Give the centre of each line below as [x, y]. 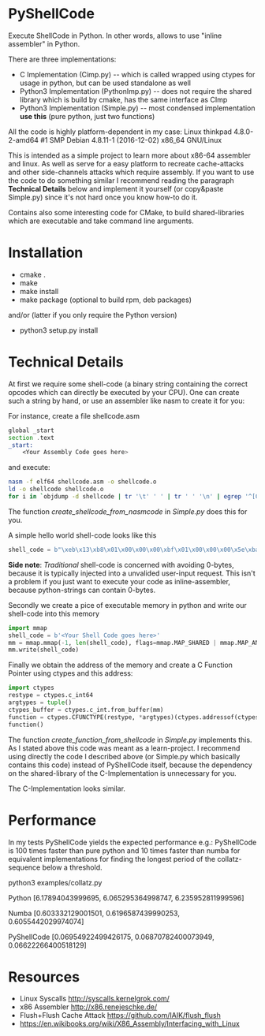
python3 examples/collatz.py [55, 882]
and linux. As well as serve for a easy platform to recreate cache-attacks [126, 163]
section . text [32, 438]
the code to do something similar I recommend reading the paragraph [121, 180]
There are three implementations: [62, 59]
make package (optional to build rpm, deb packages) [105, 300]
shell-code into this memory [54, 613]
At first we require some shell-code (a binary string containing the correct [128, 384]
